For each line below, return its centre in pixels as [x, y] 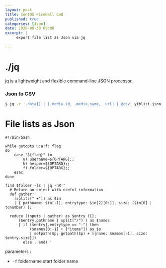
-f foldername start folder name [45, 261]
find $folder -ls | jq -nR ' [35, 185]
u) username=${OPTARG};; [49, 159]
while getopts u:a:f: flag [33, 146]
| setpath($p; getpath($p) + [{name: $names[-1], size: [89, 233]
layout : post [19, 10]
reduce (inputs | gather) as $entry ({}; [53, 216]
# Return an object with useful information [56, 190]
